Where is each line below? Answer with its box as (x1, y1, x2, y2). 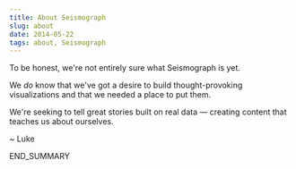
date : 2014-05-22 (9, 30, 74, 38)
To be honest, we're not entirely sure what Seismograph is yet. (9, 63, 240, 73)
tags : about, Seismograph (9, 38, 106, 47)
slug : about (9, 21, 54, 30)
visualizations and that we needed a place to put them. (9, 89, 212, 100)
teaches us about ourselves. (9, 116, 114, 127)
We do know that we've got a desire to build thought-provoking (9, 80, 243, 90)
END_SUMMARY (9, 151, 70, 162)
